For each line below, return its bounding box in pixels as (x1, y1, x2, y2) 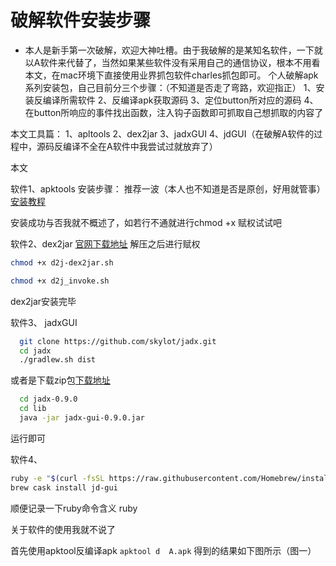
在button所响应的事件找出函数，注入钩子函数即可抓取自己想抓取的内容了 (24, 106, 324, 118)
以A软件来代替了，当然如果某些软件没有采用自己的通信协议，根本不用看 (24, 56, 321, 68)
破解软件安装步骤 (10, 9, 152, 32)
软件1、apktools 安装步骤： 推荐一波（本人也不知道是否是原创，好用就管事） (10, 182, 326, 195)
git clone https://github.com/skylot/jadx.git (19, 336, 217, 346)
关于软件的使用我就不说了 (10, 523, 116, 535)
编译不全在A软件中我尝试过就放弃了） (62, 140, 218, 152)
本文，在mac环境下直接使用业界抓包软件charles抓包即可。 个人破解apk (24, 69, 319, 81)
